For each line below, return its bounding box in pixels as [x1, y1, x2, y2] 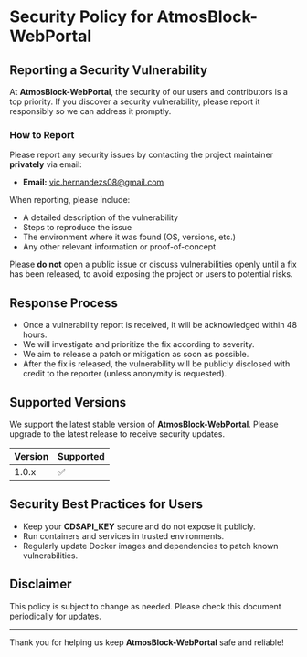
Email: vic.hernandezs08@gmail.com [22, 176, 164, 188]
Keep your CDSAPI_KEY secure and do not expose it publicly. [22, 521, 256, 532]
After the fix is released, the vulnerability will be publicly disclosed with [22, 358, 291, 369]
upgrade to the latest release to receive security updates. [9, 428, 226, 440]
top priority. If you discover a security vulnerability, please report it [9, 96, 260, 107]
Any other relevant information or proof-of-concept [22, 241, 217, 252]
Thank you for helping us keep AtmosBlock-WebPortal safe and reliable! [9, 637, 285, 648]
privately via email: [9, 159, 82, 170]
